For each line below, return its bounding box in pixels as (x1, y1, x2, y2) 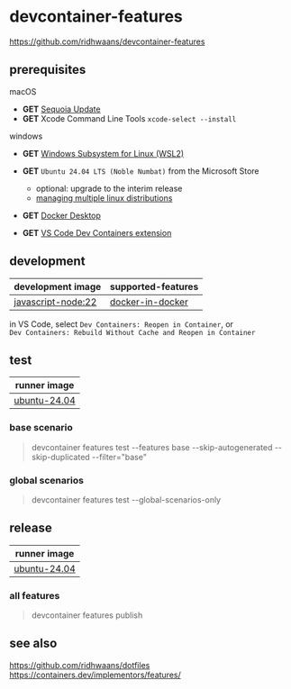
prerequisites (9, 62, 86, 77)
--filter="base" (91, 451, 147, 462)
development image (14, 280, 102, 293)
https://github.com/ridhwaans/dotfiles (9, 659, 150, 670)
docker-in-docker (109, 295, 189, 308)
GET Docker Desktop (22, 210, 102, 221)
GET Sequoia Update (22, 104, 101, 114)
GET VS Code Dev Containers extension (22, 227, 172, 238)
